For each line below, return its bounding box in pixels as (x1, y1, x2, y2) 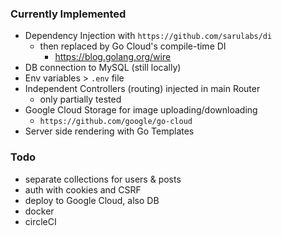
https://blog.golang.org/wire (54, 51, 172, 63)
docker (24, 205, 55, 217)
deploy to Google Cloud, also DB (24, 194, 160, 206)
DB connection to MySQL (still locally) (24, 62, 182, 74)
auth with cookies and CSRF (24, 183, 142, 196)
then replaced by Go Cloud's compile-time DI (39, 40, 227, 52)
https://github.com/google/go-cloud (39, 117, 193, 127)
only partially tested (39, 93, 122, 106)
